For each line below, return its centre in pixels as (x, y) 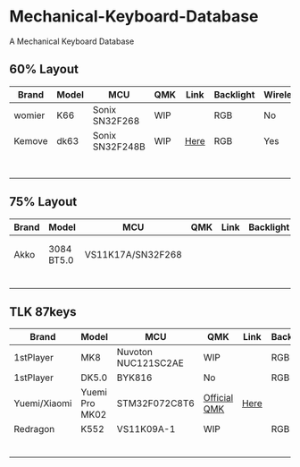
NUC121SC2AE (150, 363)
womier (29, 115)
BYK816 (134, 378)
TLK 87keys (43, 312)
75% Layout (43, 202)
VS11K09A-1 (146, 429)
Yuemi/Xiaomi (43, 403)
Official (218, 398)
